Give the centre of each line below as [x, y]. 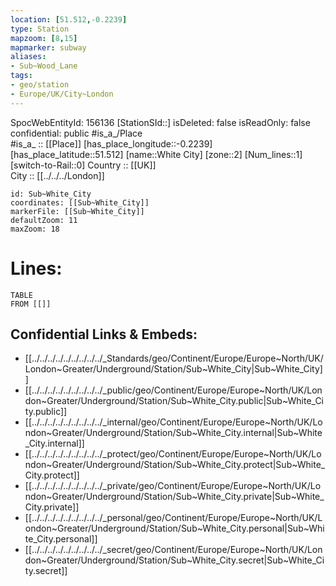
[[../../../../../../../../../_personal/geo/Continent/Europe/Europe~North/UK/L [173, 518]
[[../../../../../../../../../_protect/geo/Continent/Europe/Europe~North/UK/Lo [173, 454]
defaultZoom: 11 [44, 220]
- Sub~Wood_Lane [44, 66]
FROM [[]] [31, 304]
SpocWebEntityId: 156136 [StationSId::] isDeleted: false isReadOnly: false [160, 122]
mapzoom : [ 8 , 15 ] [44, 38]
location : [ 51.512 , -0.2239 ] [69, 19]
